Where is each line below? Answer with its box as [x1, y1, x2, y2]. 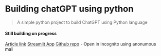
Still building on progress [5, 30, 57, 36]
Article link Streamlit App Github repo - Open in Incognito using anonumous [5, 41, 157, 47]
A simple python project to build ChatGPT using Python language [17, 19, 147, 25]
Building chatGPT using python [5, 3, 134, 14]
